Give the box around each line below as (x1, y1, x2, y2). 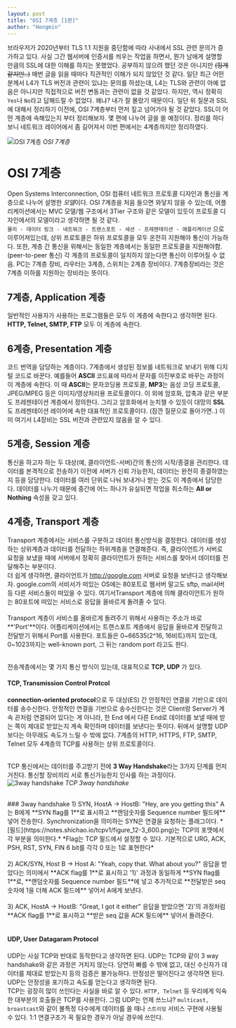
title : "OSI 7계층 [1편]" (7, 17, 79, 24)
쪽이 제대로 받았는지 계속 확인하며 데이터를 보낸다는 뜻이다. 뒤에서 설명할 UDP (14, 722, 228, 730)
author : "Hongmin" (7, 23, 61, 30)
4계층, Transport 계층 (7, 516, 100, 528)
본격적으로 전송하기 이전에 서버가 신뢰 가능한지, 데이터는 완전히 (25, 467, 199, 475)
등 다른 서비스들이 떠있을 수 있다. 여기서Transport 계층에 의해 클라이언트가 (7, 588, 212, 597)
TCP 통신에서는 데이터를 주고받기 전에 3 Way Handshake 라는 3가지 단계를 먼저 (7, 761, 227, 770)
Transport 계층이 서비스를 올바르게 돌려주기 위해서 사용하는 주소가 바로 (7, 614, 202, 622)
